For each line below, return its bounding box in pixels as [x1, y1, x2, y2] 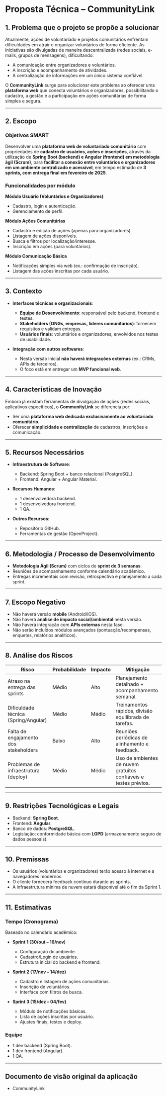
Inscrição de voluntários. [19, 984, 71, 990]
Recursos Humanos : [12, 486, 56, 492]
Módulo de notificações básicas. [19, 1008, 87, 1014]
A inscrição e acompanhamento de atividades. [12, 67, 108, 73]
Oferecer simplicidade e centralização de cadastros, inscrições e [12, 424, 148, 430]
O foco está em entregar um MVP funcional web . [19, 366, 121, 372]
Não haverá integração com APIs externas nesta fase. [12, 622, 124, 628]
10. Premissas [5, 855, 49, 864]
